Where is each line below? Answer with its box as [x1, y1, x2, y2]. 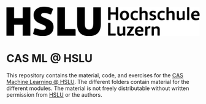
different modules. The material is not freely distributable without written [6, 85, 189, 92]
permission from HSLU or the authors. [6, 91, 102, 98]
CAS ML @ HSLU [6, 51, 93, 65]
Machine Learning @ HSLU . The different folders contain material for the [6, 78, 189, 85]
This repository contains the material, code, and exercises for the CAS [6, 71, 184, 79]
